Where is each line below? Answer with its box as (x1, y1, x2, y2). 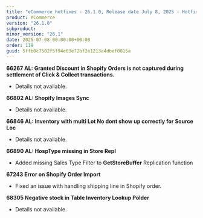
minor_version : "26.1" (6, 31, 63, 37)
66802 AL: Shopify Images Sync (6, 94, 89, 101)
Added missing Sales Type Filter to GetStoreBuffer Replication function (14, 159, 193, 166)
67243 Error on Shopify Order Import (6, 170, 101, 178)
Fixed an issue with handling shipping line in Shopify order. (14, 182, 162, 190)
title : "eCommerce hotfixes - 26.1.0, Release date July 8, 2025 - (6, 8, 180, 15)
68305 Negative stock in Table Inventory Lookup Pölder (6, 194, 150, 201)
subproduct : (6, 25, 36, 32)
